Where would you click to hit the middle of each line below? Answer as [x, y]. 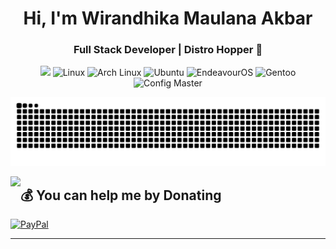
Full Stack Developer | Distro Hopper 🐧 [168, 50]
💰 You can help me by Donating [121, 195]
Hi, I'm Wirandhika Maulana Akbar [168, 18]
